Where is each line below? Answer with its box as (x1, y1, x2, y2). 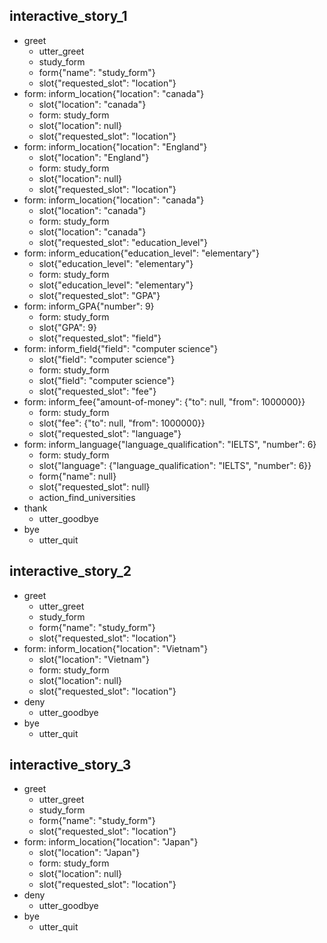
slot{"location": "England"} (38, 151, 150, 163)
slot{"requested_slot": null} (38, 480, 151, 493)
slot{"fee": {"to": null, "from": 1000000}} (38, 417, 206, 429)
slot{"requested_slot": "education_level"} (38, 236, 208, 248)
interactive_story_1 (9, 8, 128, 25)
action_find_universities (38, 491, 136, 503)
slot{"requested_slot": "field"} (38, 332, 162, 344)
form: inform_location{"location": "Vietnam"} (23, 642, 209, 654)
